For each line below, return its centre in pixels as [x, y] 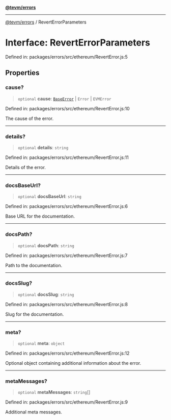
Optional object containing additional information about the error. [73, 363]
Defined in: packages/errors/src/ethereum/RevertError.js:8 [67, 304]
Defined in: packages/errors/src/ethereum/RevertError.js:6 [67, 206]
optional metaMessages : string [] [54, 392]
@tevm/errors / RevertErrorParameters [46, 22]
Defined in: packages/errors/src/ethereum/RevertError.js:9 [67, 402]
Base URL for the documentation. [40, 216]
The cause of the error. [30, 118]
